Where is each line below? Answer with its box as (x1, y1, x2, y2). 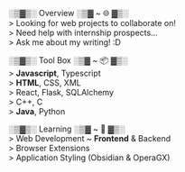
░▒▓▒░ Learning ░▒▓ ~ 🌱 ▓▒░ (8, 123, 125, 134)
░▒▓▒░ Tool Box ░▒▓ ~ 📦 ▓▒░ (8, 55, 128, 66)
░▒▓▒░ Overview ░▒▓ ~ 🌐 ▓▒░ (8, 8, 129, 18)
